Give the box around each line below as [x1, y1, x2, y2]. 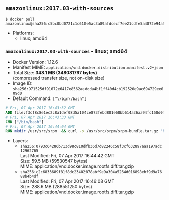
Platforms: [12, 30, 34, 36]
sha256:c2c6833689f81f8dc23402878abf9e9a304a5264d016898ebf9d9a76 [20, 170, 162, 175]
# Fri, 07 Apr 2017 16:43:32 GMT [5, 106, 75, 111]
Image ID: [12, 80, 33, 86]
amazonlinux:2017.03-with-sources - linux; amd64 [5, 48, 127, 55]
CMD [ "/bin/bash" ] [5, 119, 44, 124]
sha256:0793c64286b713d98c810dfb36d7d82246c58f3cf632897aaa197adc [20, 144, 162, 149]
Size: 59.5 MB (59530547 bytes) [20, 158, 88, 164]
